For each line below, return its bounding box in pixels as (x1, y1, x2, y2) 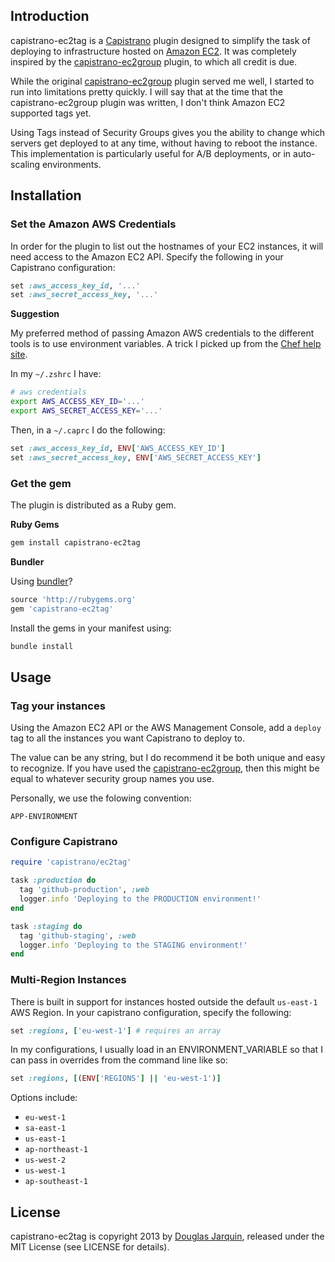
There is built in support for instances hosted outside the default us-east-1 (10, 995, 318, 1008)
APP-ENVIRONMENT (10, 812, 78, 822)
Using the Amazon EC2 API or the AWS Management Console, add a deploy (10, 722, 322, 734)
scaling (10, 158, 41, 170)
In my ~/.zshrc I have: (10, 368, 102, 380)
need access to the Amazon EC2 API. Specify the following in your (10, 250, 284, 263)
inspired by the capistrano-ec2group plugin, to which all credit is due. (10, 55, 298, 68)
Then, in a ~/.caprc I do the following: (10, 424, 166, 436)
